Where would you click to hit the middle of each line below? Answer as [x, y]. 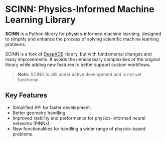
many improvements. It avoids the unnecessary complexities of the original [83, 59]
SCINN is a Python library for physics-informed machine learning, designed [83, 33]
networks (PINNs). [32, 123]
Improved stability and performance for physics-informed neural [79, 118]
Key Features [26, 95]
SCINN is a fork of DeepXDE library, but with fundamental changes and [78, 54]
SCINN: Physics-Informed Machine [80, 9]
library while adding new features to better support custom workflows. [78, 64]
